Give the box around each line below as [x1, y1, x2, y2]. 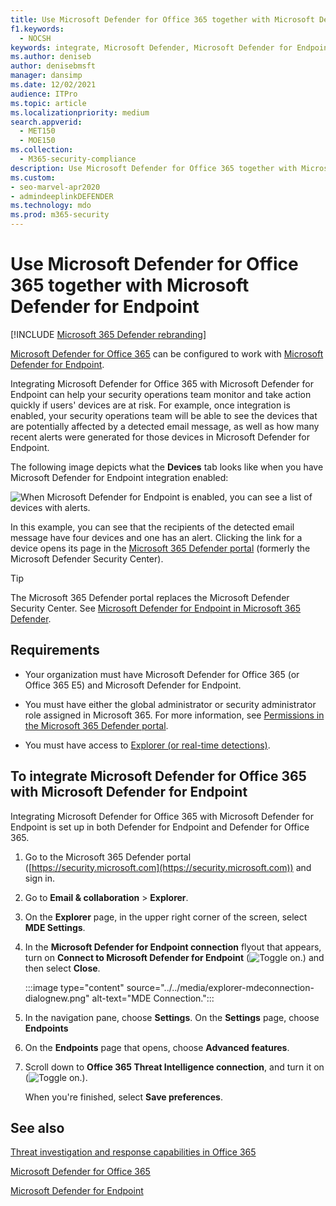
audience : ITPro [10, 89, 78, 99]
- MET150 [19, 126, 56, 136]
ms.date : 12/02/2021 [10, 80, 97, 90]
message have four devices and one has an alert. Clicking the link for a [10, 531, 303, 543]
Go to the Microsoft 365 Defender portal [24, 851, 192, 863]
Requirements [10, 642, 100, 659]
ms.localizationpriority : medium [10, 107, 150, 118]
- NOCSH [19, 33, 52, 43]
